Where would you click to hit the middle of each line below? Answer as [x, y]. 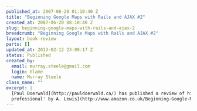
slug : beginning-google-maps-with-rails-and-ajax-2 [70, 28]
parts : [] [18, 45]
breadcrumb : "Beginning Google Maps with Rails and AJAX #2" [82, 33]
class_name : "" [25, 83]
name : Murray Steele [36, 77]
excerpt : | [19, 88]
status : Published [28, 55]
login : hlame [27, 72]
